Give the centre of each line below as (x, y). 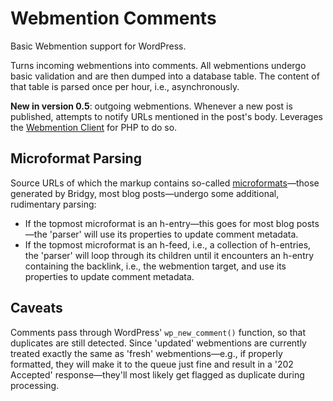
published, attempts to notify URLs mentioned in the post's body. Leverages (166, 116)
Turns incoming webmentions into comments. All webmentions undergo (158, 65)
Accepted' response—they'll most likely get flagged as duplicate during (157, 374)
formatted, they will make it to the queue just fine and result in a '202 (152, 364)
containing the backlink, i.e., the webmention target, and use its (155, 266)
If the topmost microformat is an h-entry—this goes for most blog (159, 223)
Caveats (36, 308)
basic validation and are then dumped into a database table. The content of (165, 76)
